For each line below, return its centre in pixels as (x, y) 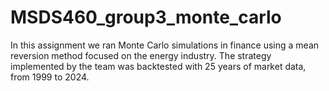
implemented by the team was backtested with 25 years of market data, (158, 66)
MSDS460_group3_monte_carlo (146, 17)
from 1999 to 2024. (50, 77)
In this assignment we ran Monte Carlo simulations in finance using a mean (165, 45)
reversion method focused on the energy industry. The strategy (141, 55)
